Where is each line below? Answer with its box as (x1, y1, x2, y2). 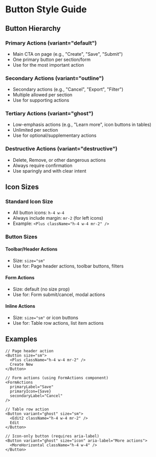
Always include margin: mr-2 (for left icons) (12, 215, 103, 221)
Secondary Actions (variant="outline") (5, 74, 104, 81)
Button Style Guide (5, 4, 87, 15)
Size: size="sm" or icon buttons (12, 314, 78, 321)
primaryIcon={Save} (10, 388, 52, 394)
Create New (10, 362, 33, 367)
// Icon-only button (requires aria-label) (5, 433, 100, 439)
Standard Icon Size (5, 198, 53, 205)
